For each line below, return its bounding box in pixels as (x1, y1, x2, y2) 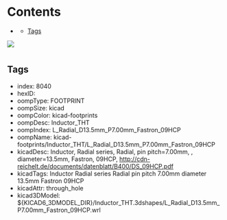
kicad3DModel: (16, 191, 60, 199)
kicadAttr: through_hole (16, 184, 84, 192)
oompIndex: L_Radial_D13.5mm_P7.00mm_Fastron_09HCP (16, 125, 181, 134)
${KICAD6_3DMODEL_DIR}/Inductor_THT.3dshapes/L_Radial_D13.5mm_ (16, 198, 220, 206)
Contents (7, 4, 62, 20)
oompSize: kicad (16, 103, 65, 112)
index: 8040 (16, 82, 51, 90)
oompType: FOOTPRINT (16, 97, 85, 105)
